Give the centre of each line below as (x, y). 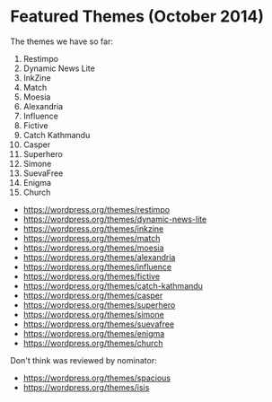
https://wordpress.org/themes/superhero (99, 305)
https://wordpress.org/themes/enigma (94, 333)
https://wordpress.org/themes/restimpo (96, 209)
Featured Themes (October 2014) (137, 17)
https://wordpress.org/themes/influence (97, 267)
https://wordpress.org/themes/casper (93, 295)
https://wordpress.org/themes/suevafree (98, 324)
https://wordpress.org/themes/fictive (92, 276)
